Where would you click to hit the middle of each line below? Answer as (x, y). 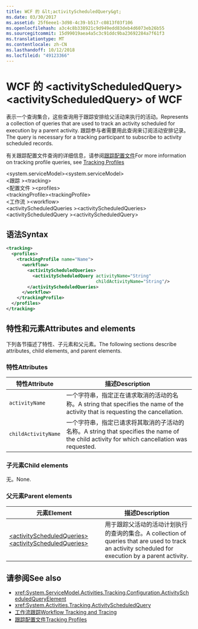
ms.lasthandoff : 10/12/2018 (41, 50)
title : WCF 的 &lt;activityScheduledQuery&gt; (64, 12)
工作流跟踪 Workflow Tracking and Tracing (66, 612)
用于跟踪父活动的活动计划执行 (146, 524)
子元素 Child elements (37, 465)
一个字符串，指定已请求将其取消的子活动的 (125, 422)
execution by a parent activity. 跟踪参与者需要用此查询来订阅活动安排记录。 (98, 130)
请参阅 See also (34, 578)
